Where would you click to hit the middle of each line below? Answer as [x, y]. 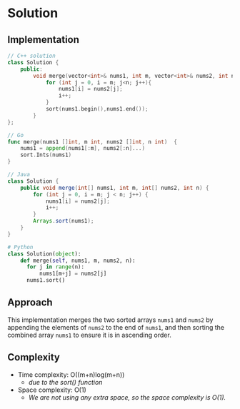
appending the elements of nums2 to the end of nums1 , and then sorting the [116, 327]
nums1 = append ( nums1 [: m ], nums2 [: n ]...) [82, 148]
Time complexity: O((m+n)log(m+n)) [71, 374]
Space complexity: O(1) [52, 390]
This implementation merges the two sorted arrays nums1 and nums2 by [110, 320]
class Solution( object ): [44, 254]
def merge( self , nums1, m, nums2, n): [78, 261]
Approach [30, 302]
